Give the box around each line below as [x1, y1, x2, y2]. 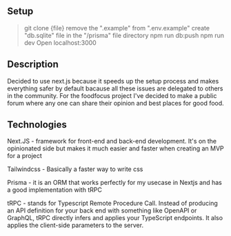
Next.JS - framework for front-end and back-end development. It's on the [7, 137, 217, 146]
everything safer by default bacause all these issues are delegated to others [7, 84, 223, 92]
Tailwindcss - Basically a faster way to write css [7, 165, 143, 173]
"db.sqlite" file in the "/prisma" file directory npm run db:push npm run [23, 31, 225, 39]
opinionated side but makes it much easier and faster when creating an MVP [7, 144, 224, 153]
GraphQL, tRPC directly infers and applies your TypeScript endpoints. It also [7, 214, 223, 222]
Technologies [7, 119, 68, 130]
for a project [7, 152, 43, 160]
